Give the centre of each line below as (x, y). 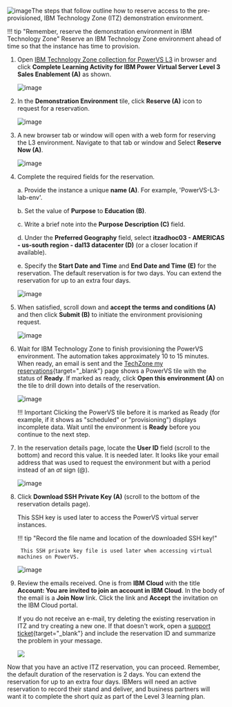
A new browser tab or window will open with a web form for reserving (116, 135)
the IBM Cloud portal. (47, 605)
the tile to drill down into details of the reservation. (89, 385)
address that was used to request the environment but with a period (114, 462)
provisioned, (25, 18)
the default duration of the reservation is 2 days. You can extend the (104, 674)
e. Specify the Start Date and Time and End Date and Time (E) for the (117, 266)
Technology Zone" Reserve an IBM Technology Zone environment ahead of (114, 39)
